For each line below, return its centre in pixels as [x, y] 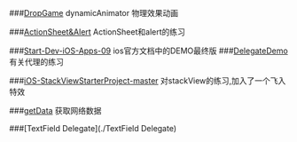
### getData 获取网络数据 [55, 110]
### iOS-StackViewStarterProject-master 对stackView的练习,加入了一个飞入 [148, 81]
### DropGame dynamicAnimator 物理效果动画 [94, 13]
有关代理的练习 [36, 62]
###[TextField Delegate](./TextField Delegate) [93, 128]
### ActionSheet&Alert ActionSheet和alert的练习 [98, 32]
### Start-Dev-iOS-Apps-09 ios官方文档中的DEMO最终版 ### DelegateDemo [148, 51]
